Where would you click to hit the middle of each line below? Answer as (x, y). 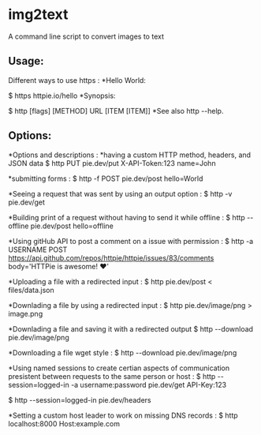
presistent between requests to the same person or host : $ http (112, 376)
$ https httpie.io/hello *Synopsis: (62, 96)
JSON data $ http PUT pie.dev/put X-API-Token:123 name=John (112, 163)
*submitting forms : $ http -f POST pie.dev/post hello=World (106, 178)
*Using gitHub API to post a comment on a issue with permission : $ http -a (131, 241)
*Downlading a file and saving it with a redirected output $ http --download (131, 328)
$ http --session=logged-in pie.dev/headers (80, 399)
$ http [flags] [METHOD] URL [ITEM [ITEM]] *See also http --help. (116, 111)
